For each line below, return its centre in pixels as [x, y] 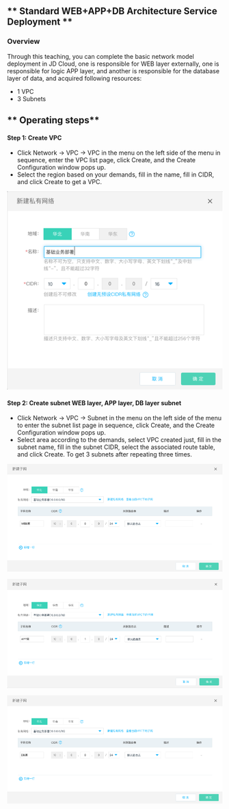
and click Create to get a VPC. [59, 182]
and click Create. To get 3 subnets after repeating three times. [105, 454]
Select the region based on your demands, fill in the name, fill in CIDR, [115, 175]
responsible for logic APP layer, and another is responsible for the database [113, 70]
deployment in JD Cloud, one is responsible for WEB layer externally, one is [113, 64]
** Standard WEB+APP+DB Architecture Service [112, 11]
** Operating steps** [53, 120]
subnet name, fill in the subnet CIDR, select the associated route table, [116, 447]
